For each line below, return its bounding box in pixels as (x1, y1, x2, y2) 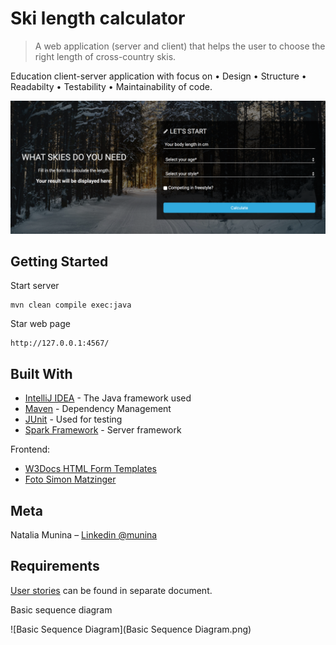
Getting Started (10, 253, 109, 270)
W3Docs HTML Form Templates (24, 463, 157, 475)
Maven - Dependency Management (24, 403, 172, 415)
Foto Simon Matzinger (24, 473, 117, 486)
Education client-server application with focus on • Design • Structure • (10, 70, 307, 82)
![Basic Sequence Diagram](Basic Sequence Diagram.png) (10, 623, 252, 635)
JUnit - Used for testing (24, 413, 123, 426)
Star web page (10, 318, 71, 330)
